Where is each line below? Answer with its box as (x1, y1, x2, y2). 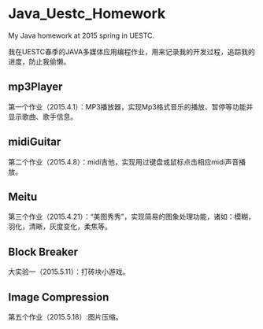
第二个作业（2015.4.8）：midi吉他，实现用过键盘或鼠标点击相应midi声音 (8, 157, 239, 166)
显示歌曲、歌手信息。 (8, 112, 77, 121)
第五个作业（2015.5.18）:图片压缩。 (8, 312, 123, 321)
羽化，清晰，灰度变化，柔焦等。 (8, 222, 112, 231)
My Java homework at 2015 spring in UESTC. (8, 31, 155, 40)
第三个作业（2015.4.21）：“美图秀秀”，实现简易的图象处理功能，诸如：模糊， (8, 212, 256, 221)
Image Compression (8, 290, 109, 304)
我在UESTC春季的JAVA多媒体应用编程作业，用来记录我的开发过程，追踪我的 (8, 46, 256, 56)
